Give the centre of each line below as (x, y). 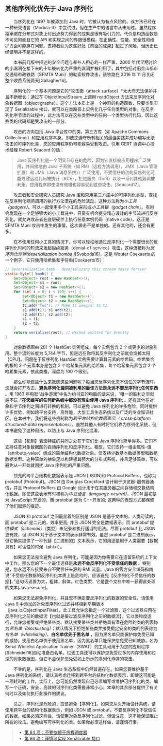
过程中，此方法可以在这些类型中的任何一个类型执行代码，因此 (92, 115)
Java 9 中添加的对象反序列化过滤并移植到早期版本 (55, 604)
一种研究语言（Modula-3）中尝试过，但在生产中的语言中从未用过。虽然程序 (81, 27)
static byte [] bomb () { (29, 274)
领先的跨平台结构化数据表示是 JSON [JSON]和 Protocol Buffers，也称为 (85, 475)
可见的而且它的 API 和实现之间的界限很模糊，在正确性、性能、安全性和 (80, 39)
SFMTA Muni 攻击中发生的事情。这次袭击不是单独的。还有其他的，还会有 (78, 225)
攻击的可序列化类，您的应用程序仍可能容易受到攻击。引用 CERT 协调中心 (78, 144)
